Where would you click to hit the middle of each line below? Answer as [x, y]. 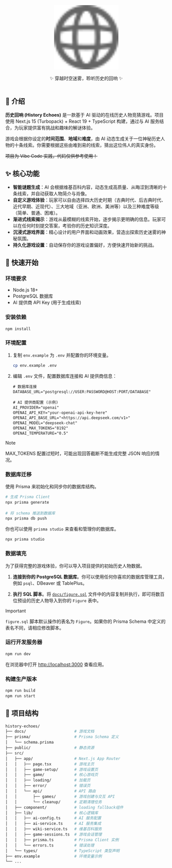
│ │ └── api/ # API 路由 [51, 791]
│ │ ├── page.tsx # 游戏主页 [50, 764]
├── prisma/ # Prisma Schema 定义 [62, 737]
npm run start [21, 696]
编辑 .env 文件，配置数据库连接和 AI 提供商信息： [65, 376]
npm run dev [18, 654]
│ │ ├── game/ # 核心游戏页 [52, 775]
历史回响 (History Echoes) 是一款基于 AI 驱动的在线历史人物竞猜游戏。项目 [84, 115]
